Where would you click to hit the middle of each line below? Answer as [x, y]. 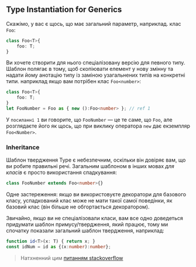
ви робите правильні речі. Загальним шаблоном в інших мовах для [90, 166]
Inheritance [23, 147]
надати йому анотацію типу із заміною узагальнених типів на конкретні [96, 75]
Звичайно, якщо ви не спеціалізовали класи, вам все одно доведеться [94, 218]
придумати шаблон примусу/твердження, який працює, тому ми [87, 224]
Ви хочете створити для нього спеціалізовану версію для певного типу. [96, 63]
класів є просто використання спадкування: [61, 173]
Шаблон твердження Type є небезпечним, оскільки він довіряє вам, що [96, 160]
